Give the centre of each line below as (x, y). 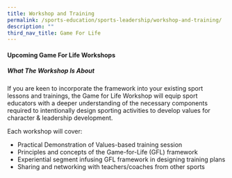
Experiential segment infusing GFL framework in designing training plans (121, 159)
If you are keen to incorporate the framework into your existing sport (105, 88)
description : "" (31, 26)
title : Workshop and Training (51, 14)
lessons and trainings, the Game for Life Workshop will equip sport (102, 96)
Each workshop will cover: (45, 131)
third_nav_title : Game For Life (54, 33)
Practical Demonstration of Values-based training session (100, 144)
